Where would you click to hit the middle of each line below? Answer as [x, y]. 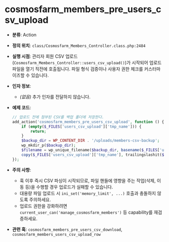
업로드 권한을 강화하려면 [44, 206]
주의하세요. [40, 199]
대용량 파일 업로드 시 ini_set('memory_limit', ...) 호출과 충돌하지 [88, 193]
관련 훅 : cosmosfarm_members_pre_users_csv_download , [67, 229]
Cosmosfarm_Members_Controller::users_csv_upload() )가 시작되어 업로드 [88, 62]
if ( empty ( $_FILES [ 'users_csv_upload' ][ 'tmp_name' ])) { [81, 127]
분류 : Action [24, 34]
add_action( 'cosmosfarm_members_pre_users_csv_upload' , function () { [88, 122]
